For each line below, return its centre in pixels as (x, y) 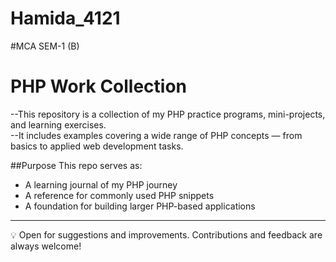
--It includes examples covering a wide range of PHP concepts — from (156, 135)
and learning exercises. (58, 124)
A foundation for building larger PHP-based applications (140, 206)
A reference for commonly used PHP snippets (119, 195)
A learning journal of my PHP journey (101, 184)
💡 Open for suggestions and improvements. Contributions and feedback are (166, 234)
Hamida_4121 (65, 18)
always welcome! (46, 246)
